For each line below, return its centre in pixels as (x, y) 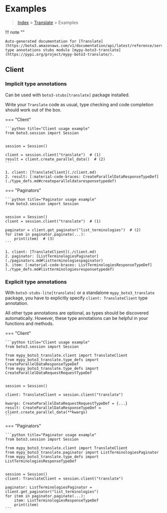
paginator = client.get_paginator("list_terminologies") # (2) (73, 230)
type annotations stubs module (38, 50)
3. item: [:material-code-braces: (41, 265)
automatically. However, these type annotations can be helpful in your (77, 318)
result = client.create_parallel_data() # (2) (55, 159)
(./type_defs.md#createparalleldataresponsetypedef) (61, 181)
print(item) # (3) (34, 239)
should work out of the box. (33, 110)
